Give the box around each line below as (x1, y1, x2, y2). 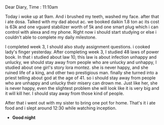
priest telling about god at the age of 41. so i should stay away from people (5, 75, 156, 81)
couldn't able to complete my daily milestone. (5, 34, 97, 40)
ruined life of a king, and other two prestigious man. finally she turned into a (5, 70, 158, 75)
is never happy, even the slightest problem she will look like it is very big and (5, 85, 160, 91)
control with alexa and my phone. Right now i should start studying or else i (5, 29, 157, 35)
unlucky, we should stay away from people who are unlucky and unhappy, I (5, 60, 157, 65)
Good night (12, 115, 36, 120)
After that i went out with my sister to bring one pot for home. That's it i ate (5, 100, 156, 105)
